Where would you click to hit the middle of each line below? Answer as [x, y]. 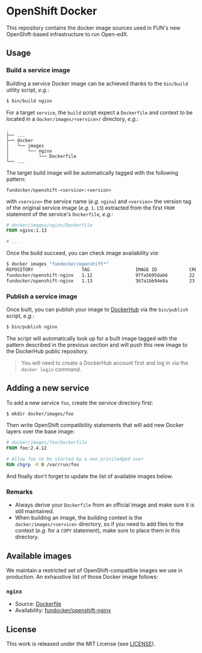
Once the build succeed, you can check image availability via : [83, 253]
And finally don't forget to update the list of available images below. [90, 476]
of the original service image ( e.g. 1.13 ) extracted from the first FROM [90, 208]
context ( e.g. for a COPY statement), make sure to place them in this [97, 531]
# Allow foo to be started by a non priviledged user [75, 459]
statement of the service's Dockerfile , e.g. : [60, 214]
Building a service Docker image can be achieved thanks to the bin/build [97, 83]
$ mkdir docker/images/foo [40, 414]
